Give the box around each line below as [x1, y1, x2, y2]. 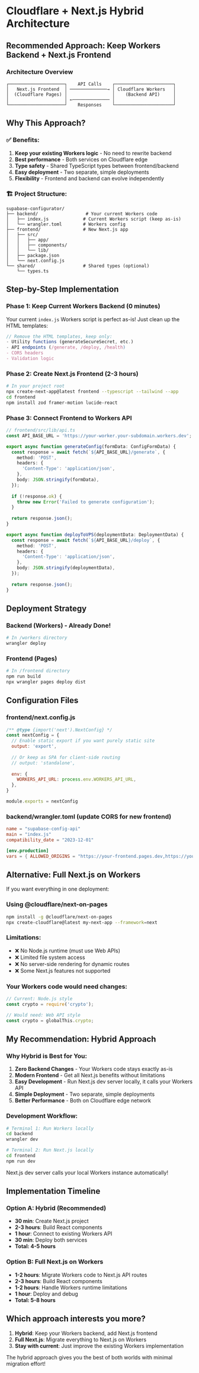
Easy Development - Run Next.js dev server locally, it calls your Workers [14, 1078, 193, 1085]
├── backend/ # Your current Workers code [6, 211, 158, 217]
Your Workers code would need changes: [6, 982, 127, 990]
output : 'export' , [11, 744, 57, 750]
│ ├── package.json [6, 252, 60, 258]
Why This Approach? [6, 118, 86, 128]
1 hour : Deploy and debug [14, 1290, 78, 1297]
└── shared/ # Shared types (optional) [6, 263, 150, 269]
